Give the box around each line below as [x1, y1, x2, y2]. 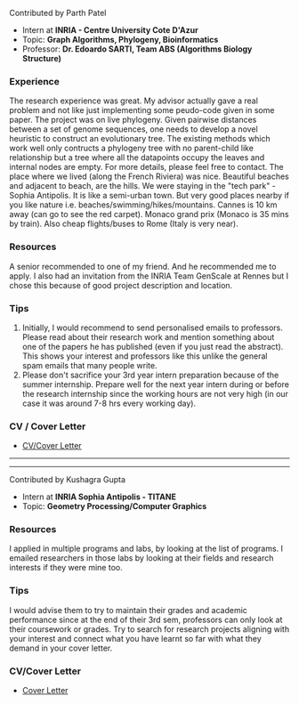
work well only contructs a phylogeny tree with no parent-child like [9, 142, 254, 154]
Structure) [21, 53, 62, 63]
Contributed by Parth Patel [9, 8, 107, 18]
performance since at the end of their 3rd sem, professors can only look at [9, 614, 283, 625]
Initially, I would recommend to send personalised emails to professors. [21, 322, 283, 333]
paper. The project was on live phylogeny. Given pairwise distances [9, 115, 257, 125]
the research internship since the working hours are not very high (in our [21, 388, 289, 399]
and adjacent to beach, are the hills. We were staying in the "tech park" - [9, 181, 276, 191]
